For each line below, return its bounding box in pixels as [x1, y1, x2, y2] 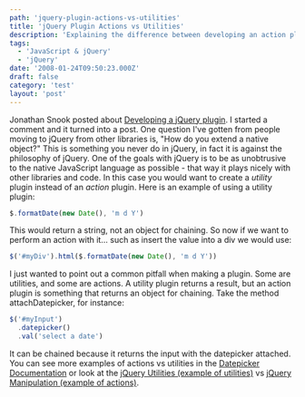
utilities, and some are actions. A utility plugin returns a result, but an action [9, 278, 291, 289]
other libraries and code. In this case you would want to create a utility [9, 171, 272, 182]
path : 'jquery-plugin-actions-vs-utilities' [9, 13, 181, 23]
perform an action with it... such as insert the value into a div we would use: [9, 235, 292, 246]
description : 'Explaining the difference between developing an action [9, 30, 286, 39]
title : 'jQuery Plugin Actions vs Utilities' [9, 22, 184, 31]
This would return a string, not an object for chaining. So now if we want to [9, 225, 289, 236]
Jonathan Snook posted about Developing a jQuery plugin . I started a [9, 114, 268, 125]
